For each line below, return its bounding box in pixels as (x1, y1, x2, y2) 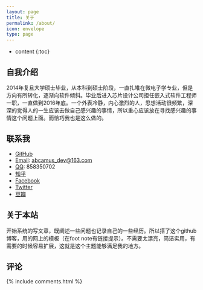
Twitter (14, 183, 33, 190)
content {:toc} (14, 48, 50, 55)
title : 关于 (6, 14, 34, 21)
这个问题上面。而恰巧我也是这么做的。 (11, 114, 107, 121)
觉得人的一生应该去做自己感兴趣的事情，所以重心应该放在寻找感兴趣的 (16, 106, 192, 114)
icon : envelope (6, 25, 45, 32)
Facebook (14, 176, 40, 184)
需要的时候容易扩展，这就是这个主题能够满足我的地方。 (6, 242, 144, 250)
